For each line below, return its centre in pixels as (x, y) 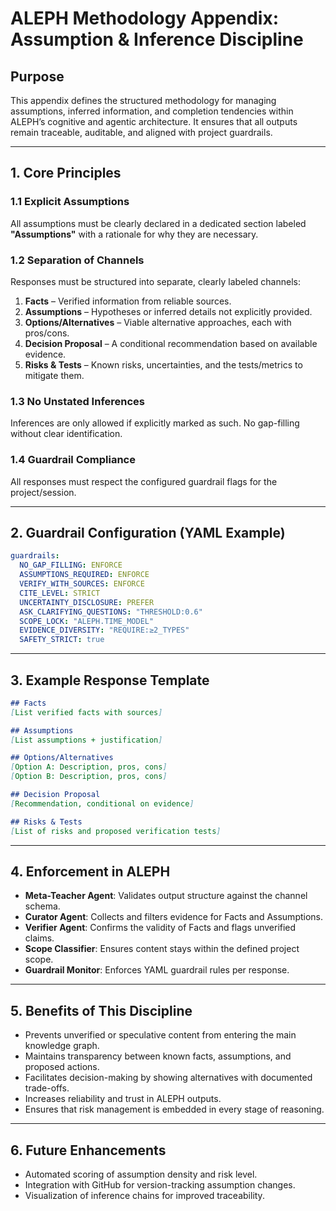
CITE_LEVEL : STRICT (60, 593)
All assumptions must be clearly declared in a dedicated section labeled (158, 223)
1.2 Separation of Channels (77, 260)
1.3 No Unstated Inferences (78, 401)
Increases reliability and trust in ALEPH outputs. (123, 1099)
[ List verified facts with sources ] (86, 712)
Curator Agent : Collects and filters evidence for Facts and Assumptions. (174, 917)
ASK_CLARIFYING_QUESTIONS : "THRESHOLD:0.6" (111, 612)
